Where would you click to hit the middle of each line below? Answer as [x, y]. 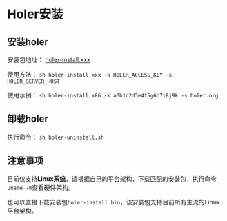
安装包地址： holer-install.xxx [49, 60]
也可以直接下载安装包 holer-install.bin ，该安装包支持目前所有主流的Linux [114, 202]
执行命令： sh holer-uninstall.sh [56, 137]
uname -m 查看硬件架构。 [41, 187]
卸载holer [28, 119]
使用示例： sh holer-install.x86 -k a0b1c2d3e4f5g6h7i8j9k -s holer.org [113, 95]
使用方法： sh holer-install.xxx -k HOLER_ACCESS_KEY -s [90, 74]
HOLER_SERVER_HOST [33, 81]
